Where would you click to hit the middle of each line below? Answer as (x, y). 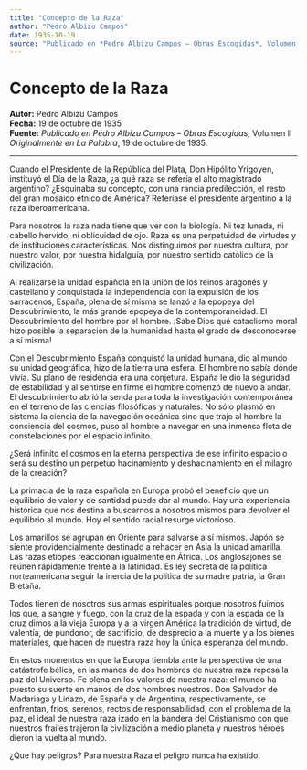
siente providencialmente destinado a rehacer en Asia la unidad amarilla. (146, 547)
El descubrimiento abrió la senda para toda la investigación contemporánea (152, 397)
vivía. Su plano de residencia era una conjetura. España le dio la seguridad (150, 378)
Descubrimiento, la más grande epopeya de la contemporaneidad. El (138, 311)
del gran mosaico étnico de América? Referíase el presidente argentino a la (151, 198)
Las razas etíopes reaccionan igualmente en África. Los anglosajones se (146, 557)
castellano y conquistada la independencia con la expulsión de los (134, 292)
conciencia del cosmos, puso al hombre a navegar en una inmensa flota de (151, 427)
